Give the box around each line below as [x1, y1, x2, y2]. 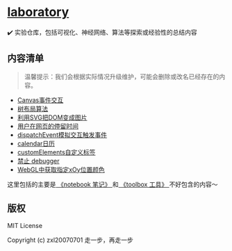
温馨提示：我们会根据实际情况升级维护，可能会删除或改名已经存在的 [24, 72, 219, 81]
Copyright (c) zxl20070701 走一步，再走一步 [7, 236, 133, 244]
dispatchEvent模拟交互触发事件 [17, 130, 108, 139]
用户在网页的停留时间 [17, 122, 78, 130]
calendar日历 [17, 139, 56, 147]
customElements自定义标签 [17, 147, 96, 156]
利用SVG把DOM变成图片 [17, 113, 88, 122]
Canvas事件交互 [17, 95, 64, 104]
